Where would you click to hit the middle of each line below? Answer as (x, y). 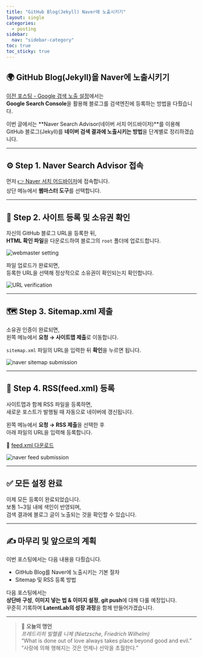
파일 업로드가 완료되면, (33, 265)
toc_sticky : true (28, 52)
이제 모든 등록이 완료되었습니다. (43, 499)
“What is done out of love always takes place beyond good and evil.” (106, 641)
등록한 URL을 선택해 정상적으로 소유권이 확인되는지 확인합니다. (80, 273)
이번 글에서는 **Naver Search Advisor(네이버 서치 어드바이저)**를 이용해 (93, 124)
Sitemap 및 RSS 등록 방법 (46, 580)
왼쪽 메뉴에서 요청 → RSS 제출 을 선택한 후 (55, 424)
